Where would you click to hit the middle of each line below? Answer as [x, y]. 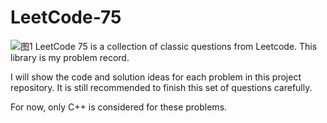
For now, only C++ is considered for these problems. [119, 107]
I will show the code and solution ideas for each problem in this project [156, 77]
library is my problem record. [70, 57]
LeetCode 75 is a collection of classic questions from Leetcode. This [176, 46]
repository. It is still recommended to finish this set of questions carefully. [161, 87]
